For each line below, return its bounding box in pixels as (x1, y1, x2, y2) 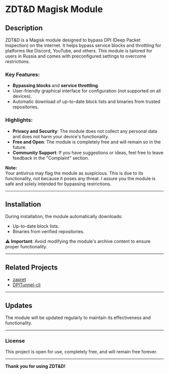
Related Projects (5, 263, 58, 272)
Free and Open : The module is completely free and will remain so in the (12, 139, 161, 145)
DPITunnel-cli (12, 282, 41, 288)
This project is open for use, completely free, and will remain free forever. (5, 349, 157, 355)
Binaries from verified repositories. (12, 229, 84, 235)
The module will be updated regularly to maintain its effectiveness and (5, 314, 151, 321)
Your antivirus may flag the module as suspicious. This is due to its (5, 170, 143, 176)
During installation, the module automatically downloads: (5, 213, 123, 220)
